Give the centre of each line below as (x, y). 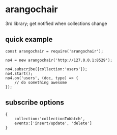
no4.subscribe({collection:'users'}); (46, 69)
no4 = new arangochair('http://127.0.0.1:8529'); (59, 60)
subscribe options (35, 103)
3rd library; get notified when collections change (56, 23)
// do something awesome (41, 83)
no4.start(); (19, 73)
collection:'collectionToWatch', (50, 119)
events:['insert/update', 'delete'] (53, 123)
